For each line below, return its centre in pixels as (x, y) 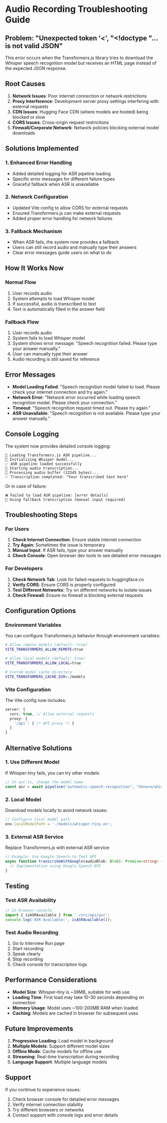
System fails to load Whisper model (49, 338)
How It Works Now (34, 268)
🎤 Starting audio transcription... (42, 468)
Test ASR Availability (31, 900)
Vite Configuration (28, 690)
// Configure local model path (38, 819)
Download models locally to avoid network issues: (56, 810)
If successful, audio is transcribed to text (54, 304)
